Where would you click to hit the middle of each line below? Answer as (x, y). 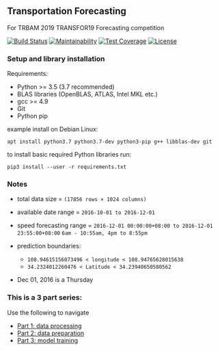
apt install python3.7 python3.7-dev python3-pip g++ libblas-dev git (110, 142)
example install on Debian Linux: (53, 129)
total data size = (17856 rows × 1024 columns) (82, 199)
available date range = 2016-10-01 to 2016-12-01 (86, 212)
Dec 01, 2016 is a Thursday (55, 280)
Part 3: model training (47, 340)
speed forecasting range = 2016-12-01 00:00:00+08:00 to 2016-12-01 (115, 226)
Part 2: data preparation (51, 333)
